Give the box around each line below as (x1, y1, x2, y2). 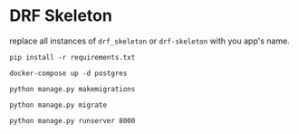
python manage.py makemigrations (9, 84, 136, 93)
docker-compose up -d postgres (9, 69, 128, 78)
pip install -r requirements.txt (9, 53, 136, 62)
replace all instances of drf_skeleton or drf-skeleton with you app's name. (9, 35, 290, 46)
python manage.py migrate (9, 100, 107, 110)
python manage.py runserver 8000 (9, 116, 136, 125)
